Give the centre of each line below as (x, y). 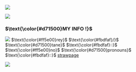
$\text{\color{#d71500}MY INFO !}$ (49, 29)
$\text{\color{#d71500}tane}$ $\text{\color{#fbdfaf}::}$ (61, 45)
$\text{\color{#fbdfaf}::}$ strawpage (42, 55)
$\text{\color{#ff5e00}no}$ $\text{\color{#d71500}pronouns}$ (68, 50)
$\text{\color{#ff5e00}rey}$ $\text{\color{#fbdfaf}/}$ (65, 40)
